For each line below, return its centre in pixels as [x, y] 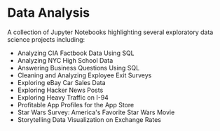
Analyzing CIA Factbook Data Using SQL [76, 53]
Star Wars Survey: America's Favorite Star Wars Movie [96, 112]
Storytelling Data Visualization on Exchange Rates [89, 119]
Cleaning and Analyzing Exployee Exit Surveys [84, 75]
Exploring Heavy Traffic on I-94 [63, 97]
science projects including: [46, 39]
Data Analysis [49, 13]
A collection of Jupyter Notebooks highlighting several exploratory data [110, 32]
